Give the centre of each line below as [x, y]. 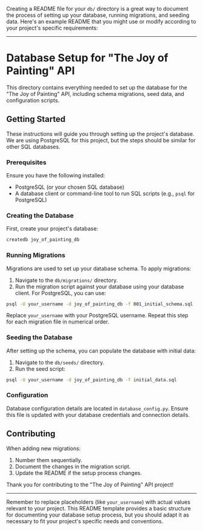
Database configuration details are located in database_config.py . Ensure [97, 408]
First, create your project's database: [52, 229]
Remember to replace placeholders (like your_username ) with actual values [98, 502]
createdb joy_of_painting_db [43, 240]
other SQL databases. [33, 147]
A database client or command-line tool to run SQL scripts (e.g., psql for [105, 194]
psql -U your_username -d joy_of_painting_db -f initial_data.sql [92, 380]
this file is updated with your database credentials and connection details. [98, 415]
